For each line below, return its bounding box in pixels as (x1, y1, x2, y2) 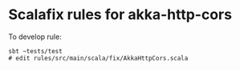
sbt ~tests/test (8, 47, 63, 55)
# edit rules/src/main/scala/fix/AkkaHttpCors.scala (8, 54, 189, 62)
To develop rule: (8, 32, 62, 41)
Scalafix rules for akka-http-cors (8, 6, 233, 24)
